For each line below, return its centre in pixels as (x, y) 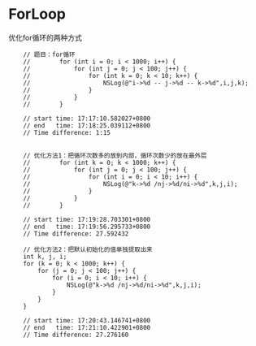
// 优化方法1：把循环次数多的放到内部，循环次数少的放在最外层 (115, 155)
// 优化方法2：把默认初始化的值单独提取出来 (88, 249)
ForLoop (37, 14)
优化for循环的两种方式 (46, 37)
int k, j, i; (45, 257)
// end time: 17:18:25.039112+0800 (87, 125)
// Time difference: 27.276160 (76, 335)
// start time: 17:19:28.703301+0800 (87, 219)
